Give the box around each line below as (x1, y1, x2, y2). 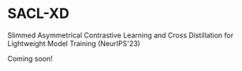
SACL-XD (7, 5, 70, 23)
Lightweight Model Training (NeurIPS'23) (7, 38, 141, 48)
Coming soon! (7, 54, 53, 63)
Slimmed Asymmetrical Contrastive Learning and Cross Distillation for (7, 30, 234, 40)
